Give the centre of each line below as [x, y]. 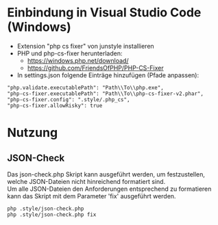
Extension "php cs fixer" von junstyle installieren [85, 46]
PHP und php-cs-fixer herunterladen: [70, 53]
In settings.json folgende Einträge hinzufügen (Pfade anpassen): [108, 75]
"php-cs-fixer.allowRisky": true [55, 105]
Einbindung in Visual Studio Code [104, 13]
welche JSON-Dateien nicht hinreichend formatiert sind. [86, 181]
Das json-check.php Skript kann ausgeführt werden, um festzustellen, [106, 174]
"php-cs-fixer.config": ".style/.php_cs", [69, 100]
